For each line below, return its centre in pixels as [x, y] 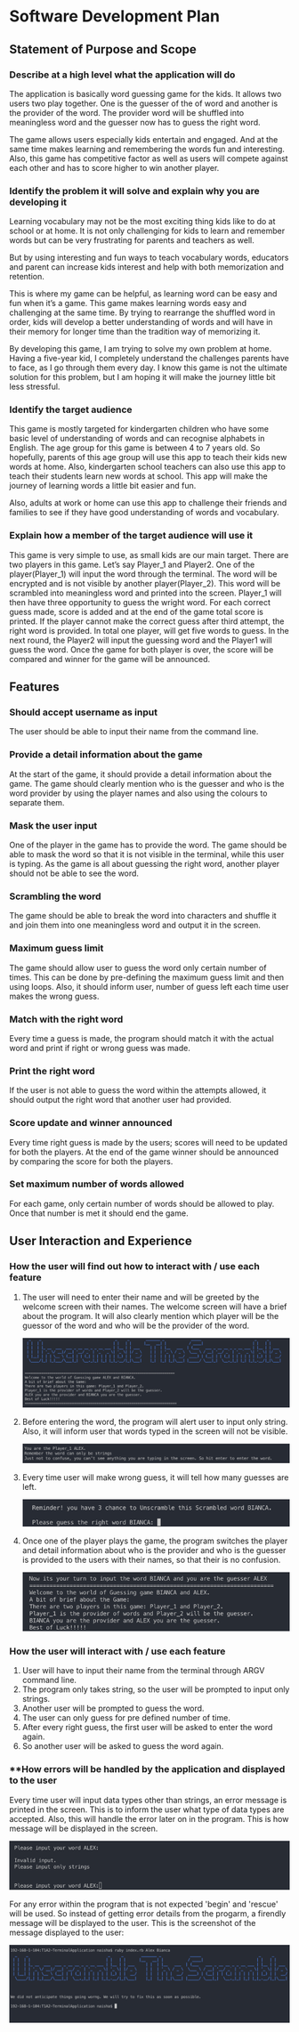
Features [34, 687]
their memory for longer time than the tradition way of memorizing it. [135, 332]
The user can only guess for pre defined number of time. [126, 1718]
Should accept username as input [84, 712]
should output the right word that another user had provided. [121, 1100]
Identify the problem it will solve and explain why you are [134, 190]
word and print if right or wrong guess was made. [100, 1048]
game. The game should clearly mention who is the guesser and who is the [147, 783]
